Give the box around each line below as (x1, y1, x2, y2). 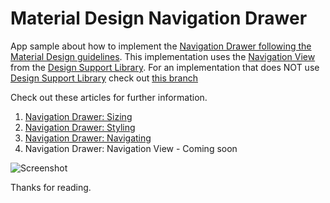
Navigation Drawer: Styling (24, 121, 136, 133)
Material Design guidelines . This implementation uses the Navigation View (10, 50, 316, 62)
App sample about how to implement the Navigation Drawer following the (10, 40, 312, 52)
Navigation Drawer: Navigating (24, 132, 152, 144)
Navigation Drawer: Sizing (24, 110, 133, 122)
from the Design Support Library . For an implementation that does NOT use (10, 61, 320, 73)
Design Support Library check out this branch (10, 72, 199, 84)
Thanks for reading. (10, 181, 92, 193)
